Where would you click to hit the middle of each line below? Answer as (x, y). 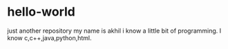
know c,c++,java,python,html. (49, 37)
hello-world (41, 12)
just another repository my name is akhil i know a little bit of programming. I (114, 31)
